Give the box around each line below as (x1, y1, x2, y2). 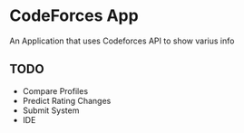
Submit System (22, 105, 80, 116)
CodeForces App (9, 5, 139, 26)
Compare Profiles (22, 85, 89, 96)
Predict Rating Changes (22, 95, 112, 106)
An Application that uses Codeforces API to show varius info (9, 35, 235, 46)
